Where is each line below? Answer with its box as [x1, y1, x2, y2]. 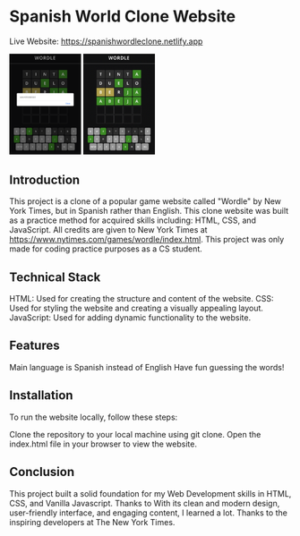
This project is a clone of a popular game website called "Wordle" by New [9, 196, 282, 207]
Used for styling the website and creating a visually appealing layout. [9, 302, 264, 314]
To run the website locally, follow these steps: [9, 412, 178, 422]
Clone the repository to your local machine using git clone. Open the [9, 429, 261, 439]
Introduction [9, 172, 81, 187]
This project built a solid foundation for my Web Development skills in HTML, [9, 488, 292, 498]
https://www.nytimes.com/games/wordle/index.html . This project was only [9, 234, 285, 245]
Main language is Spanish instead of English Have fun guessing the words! [9, 362, 285, 372]
